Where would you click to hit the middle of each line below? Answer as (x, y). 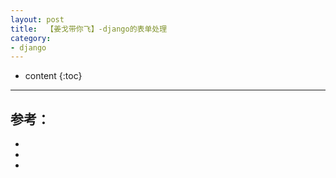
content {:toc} (53, 76)
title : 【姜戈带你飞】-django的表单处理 (89, 29)
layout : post (37, 19)
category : (31, 38)
